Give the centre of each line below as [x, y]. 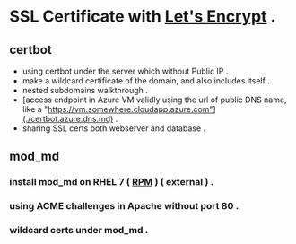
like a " [35, 109]
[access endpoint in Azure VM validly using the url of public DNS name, [154, 100]
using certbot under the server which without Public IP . [125, 71]
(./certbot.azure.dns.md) [68, 119]
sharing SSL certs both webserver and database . [114, 128]
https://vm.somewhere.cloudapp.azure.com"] [132, 109]
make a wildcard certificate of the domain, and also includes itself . [146, 81]
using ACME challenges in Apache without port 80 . [124, 206]
